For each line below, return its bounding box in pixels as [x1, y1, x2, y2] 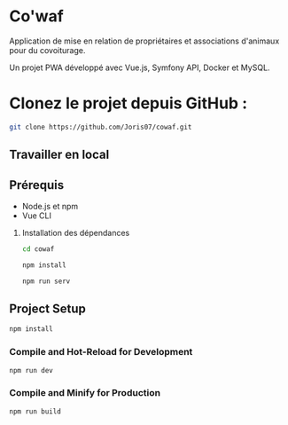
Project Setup [9, 301, 87, 316]
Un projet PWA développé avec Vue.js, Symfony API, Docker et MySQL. [9, 62, 270, 73]
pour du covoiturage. [9, 44, 86, 55]
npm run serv [21, 277, 71, 286]
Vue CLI [21, 210, 51, 221]
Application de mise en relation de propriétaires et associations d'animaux [9, 35, 280, 46]
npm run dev [9, 366, 53, 374]
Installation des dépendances [21, 227, 130, 238]
